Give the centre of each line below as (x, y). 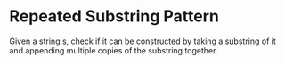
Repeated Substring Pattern (114, 16)
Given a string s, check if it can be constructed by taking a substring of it (142, 41)
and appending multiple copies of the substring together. (114, 50)
